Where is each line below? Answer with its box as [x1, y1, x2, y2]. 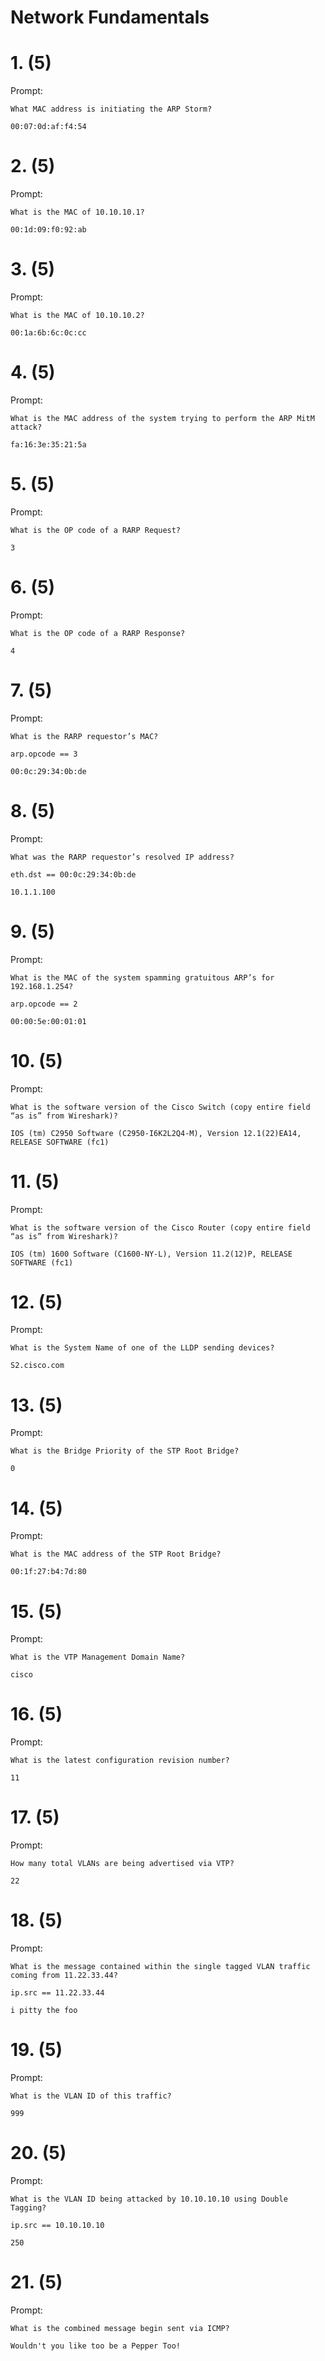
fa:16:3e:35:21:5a [10, 439, 87, 450]
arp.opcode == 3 [10, 749, 78, 759]
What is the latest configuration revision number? [10, 1756, 230, 1766]
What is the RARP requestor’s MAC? [10, 731, 159, 741]
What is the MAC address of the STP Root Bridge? [10, 1549, 222, 1560]
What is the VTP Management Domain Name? [10, 1652, 186, 1663]
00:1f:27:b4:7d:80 [10, 1567, 87, 1577]
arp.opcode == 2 [10, 999, 78, 1009]
